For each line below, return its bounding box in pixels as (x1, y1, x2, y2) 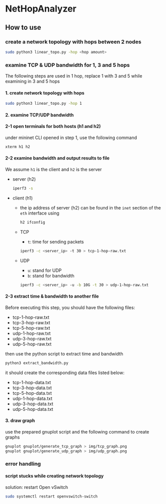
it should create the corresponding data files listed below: (5, 370, 125, 376)
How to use (5, 23, 41, 32)
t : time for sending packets (27, 239, 84, 245)
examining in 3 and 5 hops (5, 79, 60, 85)
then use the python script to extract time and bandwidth (5, 350, 123, 356)
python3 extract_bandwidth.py (5, 361, 69, 366)
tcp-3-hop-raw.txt (12, 319, 50, 325)
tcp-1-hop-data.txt (12, 379, 51, 385)
